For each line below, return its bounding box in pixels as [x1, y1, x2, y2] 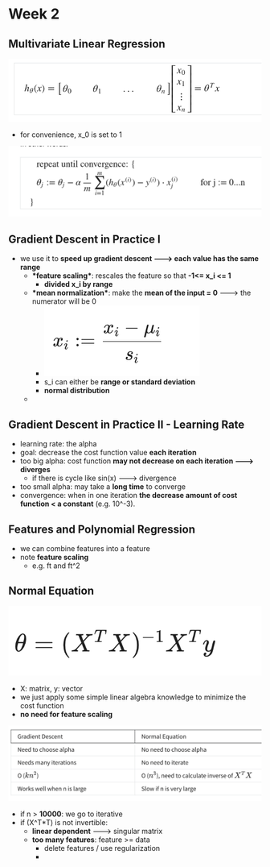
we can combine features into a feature [19, 543, 150, 553]
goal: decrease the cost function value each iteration [19, 448, 197, 458]
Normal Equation [8, 584, 95, 598]
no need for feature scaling [19, 710, 113, 720]
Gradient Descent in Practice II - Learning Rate [8, 417, 245, 431]
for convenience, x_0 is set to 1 [19, 130, 123, 139]
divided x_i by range [43, 280, 113, 289]
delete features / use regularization [43, 844, 161, 853]
